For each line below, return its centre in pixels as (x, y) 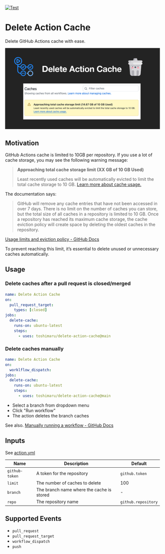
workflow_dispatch (31, 541)
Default (139, 464)
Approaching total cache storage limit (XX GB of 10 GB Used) (80, 170)
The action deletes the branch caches (51, 415)
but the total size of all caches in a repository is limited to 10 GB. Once (88, 214)
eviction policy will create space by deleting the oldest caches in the (86, 225)
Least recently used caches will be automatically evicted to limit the (85, 179)
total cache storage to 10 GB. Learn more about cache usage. (79, 184)
